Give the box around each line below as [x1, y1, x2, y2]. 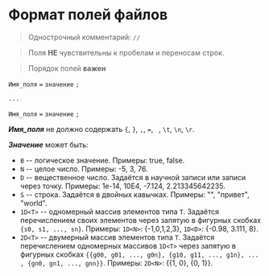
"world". [19, 198, 48, 208]
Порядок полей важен [27, 63, 106, 73]
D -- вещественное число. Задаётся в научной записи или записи [19, 172, 246, 182]
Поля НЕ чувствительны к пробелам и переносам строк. [27, 47, 225, 57]
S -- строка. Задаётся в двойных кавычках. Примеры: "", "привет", [19, 189, 250, 199]
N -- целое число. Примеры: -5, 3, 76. [19, 163, 149, 174]
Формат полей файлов [8, 6, 168, 24]
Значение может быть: [8, 139, 89, 150]
